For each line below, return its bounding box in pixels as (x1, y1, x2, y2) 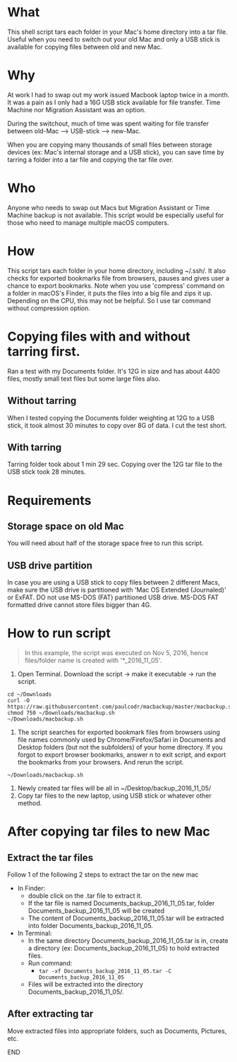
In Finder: (17, 884, 46, 893)
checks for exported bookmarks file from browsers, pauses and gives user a (7, 274, 230, 282)
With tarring (7, 441, 62, 453)
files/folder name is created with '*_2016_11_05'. (24, 657, 162, 665)
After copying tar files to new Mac (7, 824, 210, 840)
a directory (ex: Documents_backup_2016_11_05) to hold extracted (28, 944, 220, 953)
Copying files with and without (7, 329, 190, 344)
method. (17, 799, 42, 807)
